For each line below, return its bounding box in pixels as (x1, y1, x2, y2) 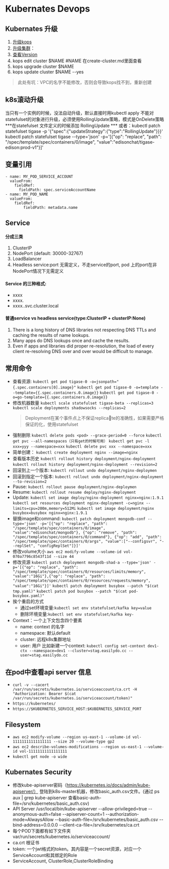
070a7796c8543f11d (12, 554, 51, 559)
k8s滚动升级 (5, 96, 44, 104)
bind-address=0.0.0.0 (12, 821, 58, 828)
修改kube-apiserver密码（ (12, 782, 67, 788)
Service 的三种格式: (5, 280, 47, 286)
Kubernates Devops (5, 3, 90, 15)
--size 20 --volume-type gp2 (53, 739, 115, 744)
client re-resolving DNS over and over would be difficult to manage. (12, 348, 153, 354)
